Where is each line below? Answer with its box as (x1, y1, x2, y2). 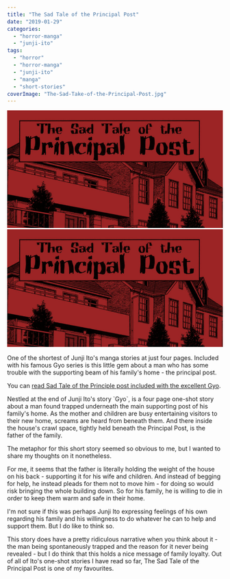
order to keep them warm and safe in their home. (7, 494, 145, 502)
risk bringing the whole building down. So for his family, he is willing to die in (7, 487, 222, 496)
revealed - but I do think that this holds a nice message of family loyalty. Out (7, 550, 222, 558)
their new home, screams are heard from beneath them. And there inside (7, 417, 213, 425)
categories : (7, 25, 41, 32)
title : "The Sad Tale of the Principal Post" (7, 11, 139, 18)
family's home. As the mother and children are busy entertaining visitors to (7, 409, 218, 417)
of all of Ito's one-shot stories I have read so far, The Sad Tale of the (7, 557, 200, 565)
